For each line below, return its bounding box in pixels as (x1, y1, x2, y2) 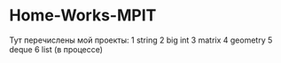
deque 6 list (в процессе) (9, 43, 104, 54)
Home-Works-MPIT (9, 5, 157, 26)
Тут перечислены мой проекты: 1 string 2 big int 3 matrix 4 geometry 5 (9, 35, 273, 45)
